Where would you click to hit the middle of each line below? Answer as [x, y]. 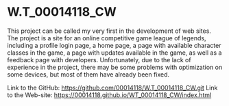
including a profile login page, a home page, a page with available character [114, 45]
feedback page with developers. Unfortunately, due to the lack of [99, 59]
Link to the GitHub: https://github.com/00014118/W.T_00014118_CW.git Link [112, 88]
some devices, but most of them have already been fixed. [88, 74]
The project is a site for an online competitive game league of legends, [107, 38]
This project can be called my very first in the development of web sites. [109, 31]
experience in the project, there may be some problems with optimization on [115, 67]
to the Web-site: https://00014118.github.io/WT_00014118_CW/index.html [109, 95]
